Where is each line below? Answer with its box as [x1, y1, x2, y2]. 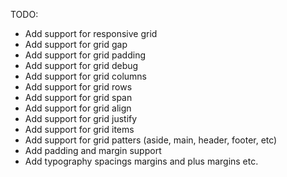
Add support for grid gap [24, 39, 128, 50]
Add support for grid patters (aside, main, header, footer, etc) [24, 134, 278, 146]
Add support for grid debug [24, 60, 139, 71]
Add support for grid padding [24, 49, 146, 61]
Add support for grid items [24, 124, 135, 135]
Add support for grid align [24, 102, 132, 114]
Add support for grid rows [24, 81, 133, 93]
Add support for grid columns [24, 70, 148, 82]
